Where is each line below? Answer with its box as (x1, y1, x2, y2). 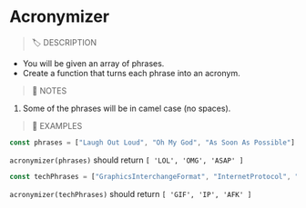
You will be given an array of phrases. (22, 57, 165, 69)
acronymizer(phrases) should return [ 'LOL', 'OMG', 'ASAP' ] (9, 154, 244, 165)
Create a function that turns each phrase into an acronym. (22, 67, 240, 78)
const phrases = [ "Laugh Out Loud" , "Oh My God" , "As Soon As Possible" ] (9, 138, 296, 147)
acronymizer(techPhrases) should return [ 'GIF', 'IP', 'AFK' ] (9, 188, 252, 199)
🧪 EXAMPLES (31, 120, 83, 131)
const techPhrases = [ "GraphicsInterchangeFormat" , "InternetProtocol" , (9, 172, 291, 181)
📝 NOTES (31, 84, 67, 96)
